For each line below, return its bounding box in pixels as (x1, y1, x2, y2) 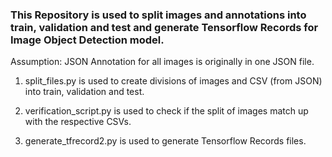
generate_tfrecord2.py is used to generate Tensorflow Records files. (24, 135, 307, 147)
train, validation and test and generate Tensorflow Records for (10, 20, 319, 34)
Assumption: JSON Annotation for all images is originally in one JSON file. (10, 56, 315, 68)
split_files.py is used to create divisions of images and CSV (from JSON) (24, 75, 323, 87)
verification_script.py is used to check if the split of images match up (24, 105, 309, 117)
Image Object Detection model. (10, 33, 165, 47)
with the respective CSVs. (24, 116, 132, 128)
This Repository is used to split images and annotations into (10, 8, 307, 22)
